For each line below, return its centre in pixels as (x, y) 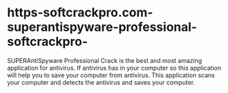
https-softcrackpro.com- (80, 13)
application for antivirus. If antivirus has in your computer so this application (114, 68)
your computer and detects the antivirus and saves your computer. (101, 82)
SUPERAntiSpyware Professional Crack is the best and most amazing (105, 60)
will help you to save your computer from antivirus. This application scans (111, 75)
